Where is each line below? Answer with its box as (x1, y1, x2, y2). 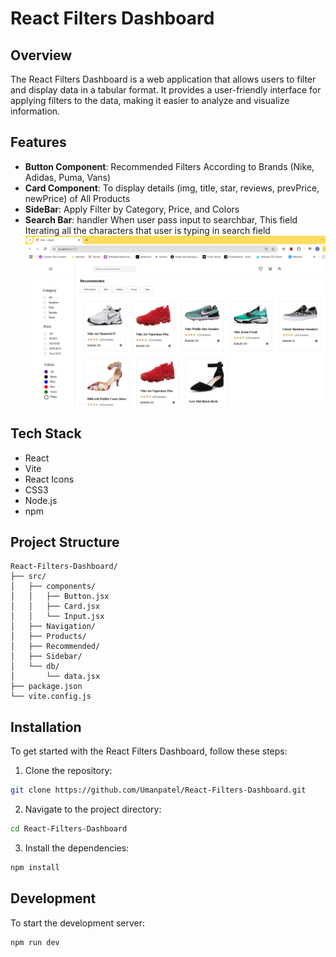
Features (10, 134, 67, 151)
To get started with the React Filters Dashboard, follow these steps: (10, 745, 288, 757)
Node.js (24, 494, 58, 506)
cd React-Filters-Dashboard (10, 824, 128, 834)
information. (10, 105, 61, 117)
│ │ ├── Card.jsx (10, 602, 101, 612)
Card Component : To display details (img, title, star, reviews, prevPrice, (24, 182, 320, 194)
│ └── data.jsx (10, 672, 101, 682)
